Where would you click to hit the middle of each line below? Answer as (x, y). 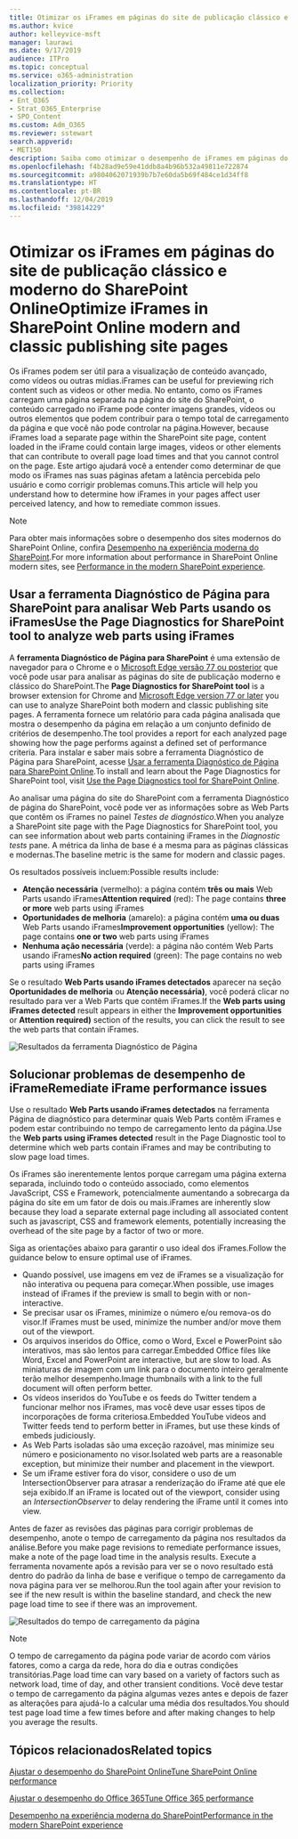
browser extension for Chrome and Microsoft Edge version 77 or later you (144, 695)
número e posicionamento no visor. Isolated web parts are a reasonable (152, 1454)
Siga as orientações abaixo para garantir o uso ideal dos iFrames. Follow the (148, 1248)
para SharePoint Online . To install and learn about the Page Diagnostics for (145, 771)
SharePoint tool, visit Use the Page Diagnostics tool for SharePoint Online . (145, 781)
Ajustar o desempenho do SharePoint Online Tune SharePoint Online (133, 1771)
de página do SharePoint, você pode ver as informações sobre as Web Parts (149, 807)
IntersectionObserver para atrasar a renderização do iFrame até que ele (154, 1483)
